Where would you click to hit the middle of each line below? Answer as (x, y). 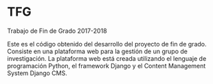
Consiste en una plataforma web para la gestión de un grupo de (97, 51)
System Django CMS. (37, 73)
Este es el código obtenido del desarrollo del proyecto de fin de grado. (107, 44)
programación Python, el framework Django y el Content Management (106, 66)
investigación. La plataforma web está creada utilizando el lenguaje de (107, 58)
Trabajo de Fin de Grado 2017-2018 (57, 31)
